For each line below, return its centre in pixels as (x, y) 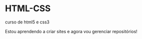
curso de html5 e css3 (27, 22)
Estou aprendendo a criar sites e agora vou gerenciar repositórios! (71, 31)
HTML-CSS (28, 9)
